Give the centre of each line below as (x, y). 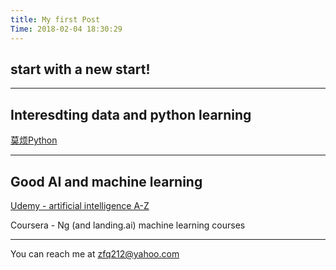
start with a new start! (80, 69)
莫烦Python (34, 140)
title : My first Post (55, 19)
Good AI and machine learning (106, 181)
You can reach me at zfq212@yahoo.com (95, 253)
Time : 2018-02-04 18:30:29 (66, 29)
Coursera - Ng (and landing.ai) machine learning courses (128, 225)
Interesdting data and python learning (131, 114)
